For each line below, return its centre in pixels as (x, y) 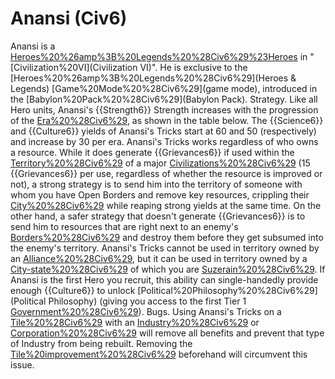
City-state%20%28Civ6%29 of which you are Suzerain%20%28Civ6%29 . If (168, 269)
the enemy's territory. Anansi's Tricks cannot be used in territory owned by (165, 248)
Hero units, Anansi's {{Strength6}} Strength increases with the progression (164, 109)
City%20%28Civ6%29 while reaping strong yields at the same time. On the (166, 205)
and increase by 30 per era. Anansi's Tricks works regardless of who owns (164, 141)
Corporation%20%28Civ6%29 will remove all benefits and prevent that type (167, 333)
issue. (22, 364)
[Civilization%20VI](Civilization (74, 67)
